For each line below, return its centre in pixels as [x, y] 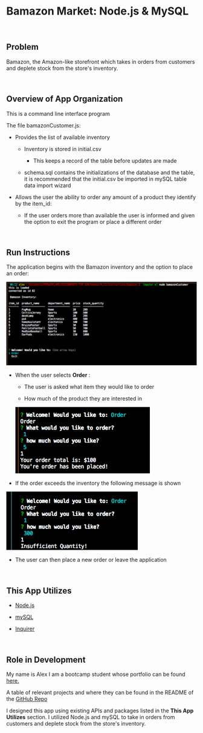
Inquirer [25, 629]
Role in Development [46, 660]
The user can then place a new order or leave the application [91, 560]
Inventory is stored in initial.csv [63, 149]
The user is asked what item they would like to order [89, 387]
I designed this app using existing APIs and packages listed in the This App [100, 711]
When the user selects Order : [53, 375]
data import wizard [47, 185]
